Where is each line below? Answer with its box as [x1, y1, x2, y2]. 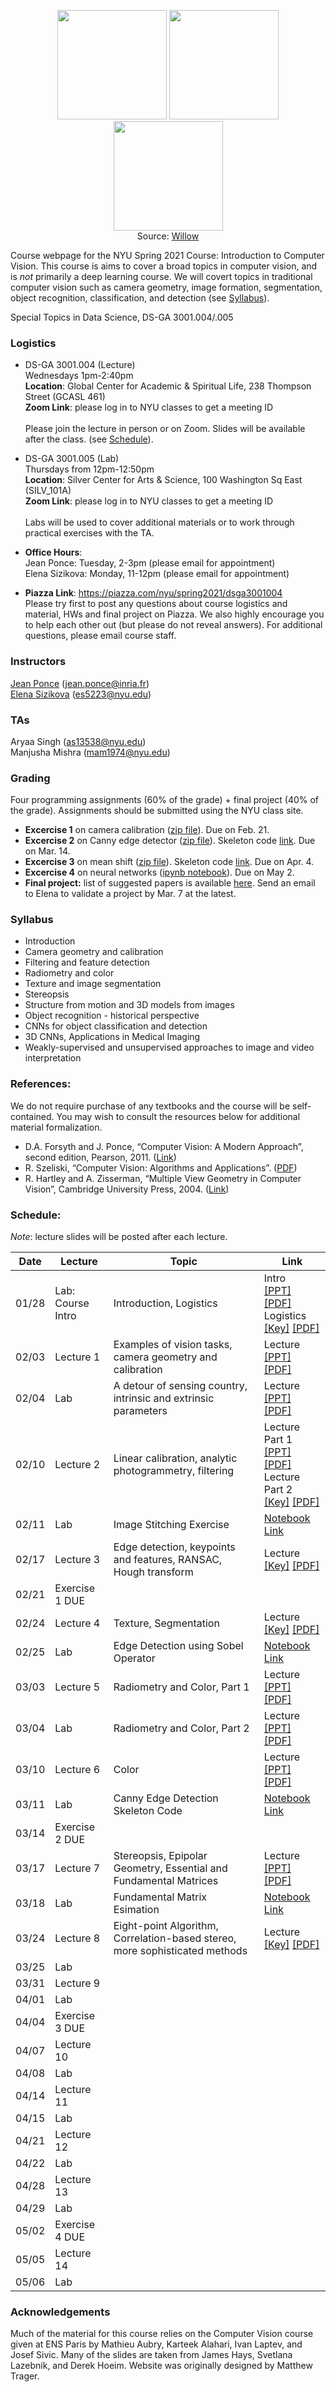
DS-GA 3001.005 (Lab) [24, 453, 120, 465]
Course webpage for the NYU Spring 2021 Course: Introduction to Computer [10, 250, 325, 261]
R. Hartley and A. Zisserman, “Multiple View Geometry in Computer [24, 1172, 302, 1184]
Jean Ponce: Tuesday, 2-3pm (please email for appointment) [24, 557, 276, 569]
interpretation [24, 1052, 82, 1064]
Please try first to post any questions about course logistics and [24, 598, 288, 610]
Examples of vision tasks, [113, 1338, 233, 1352]
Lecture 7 [54, 1861, 101, 1875]
